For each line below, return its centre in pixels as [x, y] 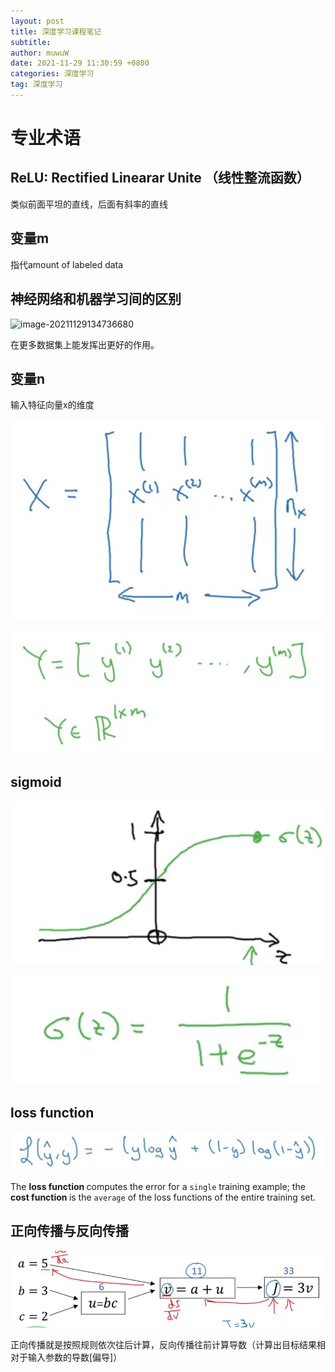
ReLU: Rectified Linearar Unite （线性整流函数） [160, 178]
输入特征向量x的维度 [52, 405]
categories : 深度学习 [52, 74]
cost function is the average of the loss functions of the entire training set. [163, 1197]
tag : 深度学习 [36, 85]
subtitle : [31, 42]
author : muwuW [40, 53]
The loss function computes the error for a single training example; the [158, 1187]
